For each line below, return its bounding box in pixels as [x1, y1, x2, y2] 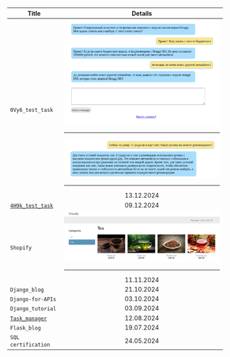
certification [10, 341, 51, 349]
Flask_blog [10, 324, 41, 332]
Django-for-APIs [10, 296, 57, 303]
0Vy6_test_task [10, 106, 53, 113]
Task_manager [10, 315, 47, 322]
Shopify [10, 244, 32, 251]
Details [131, 9, 153, 17]
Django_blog [10, 286, 44, 293]
